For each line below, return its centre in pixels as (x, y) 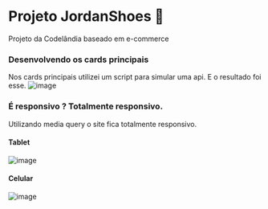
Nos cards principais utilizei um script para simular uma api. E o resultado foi (135, 77)
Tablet (19, 142)
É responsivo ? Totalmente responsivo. (85, 106)
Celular (21, 178)
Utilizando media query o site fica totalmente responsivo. (103, 124)
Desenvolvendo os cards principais (79, 59)
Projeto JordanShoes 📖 (86, 16)
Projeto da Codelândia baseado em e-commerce (89, 39)
